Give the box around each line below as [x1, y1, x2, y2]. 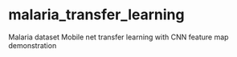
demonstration [8, 40, 57, 50]
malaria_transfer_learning [8, 6, 185, 24]
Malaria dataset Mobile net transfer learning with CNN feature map [8, 32, 229, 42]
